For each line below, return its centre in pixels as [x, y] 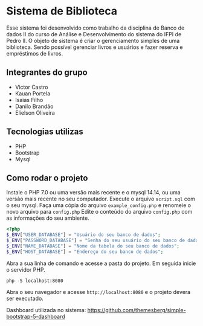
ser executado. [25, 298]
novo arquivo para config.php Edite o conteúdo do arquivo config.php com [99, 212]
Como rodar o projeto [47, 178]
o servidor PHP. [26, 269]
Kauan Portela [33, 93]
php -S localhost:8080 [35, 281]
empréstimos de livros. [35, 53]
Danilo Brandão [34, 106]
